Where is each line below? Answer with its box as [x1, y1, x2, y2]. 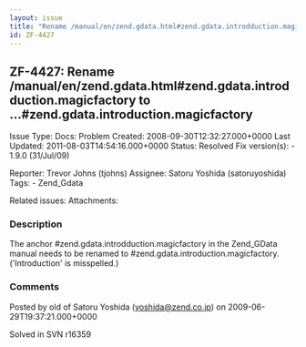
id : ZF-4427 [9, 30, 55, 39]
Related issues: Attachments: [9, 195, 118, 206]
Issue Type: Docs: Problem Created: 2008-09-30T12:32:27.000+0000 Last [9, 131, 291, 142]
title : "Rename [9, 22, 67, 31]
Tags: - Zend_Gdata [9, 178, 84, 189]
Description [9, 218, 63, 230]
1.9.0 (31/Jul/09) [9, 150, 70, 161]
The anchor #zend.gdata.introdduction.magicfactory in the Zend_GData [9, 239, 278, 250]
